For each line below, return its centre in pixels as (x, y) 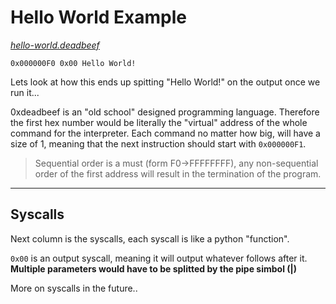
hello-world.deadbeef (55, 45)
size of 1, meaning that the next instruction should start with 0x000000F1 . (158, 143)
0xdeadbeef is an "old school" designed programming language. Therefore (165, 112)
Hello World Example (99, 17)
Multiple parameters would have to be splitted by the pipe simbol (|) (154, 268)
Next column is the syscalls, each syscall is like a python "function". (150, 238)
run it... (25, 92)
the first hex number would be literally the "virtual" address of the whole (159, 122)
